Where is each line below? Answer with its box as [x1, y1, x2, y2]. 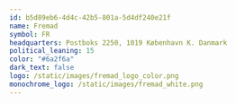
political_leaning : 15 [9, 47, 95, 56]
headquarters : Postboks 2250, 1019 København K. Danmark [9, 38, 228, 47]
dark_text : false [9, 64, 75, 73]
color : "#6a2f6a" [9, 55, 75, 64]
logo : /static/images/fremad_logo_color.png [9, 72, 179, 81]
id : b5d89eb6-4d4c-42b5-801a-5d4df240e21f [9, 13, 171, 22]
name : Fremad [9, 21, 59, 30]
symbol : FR [9, 30, 50, 39]
